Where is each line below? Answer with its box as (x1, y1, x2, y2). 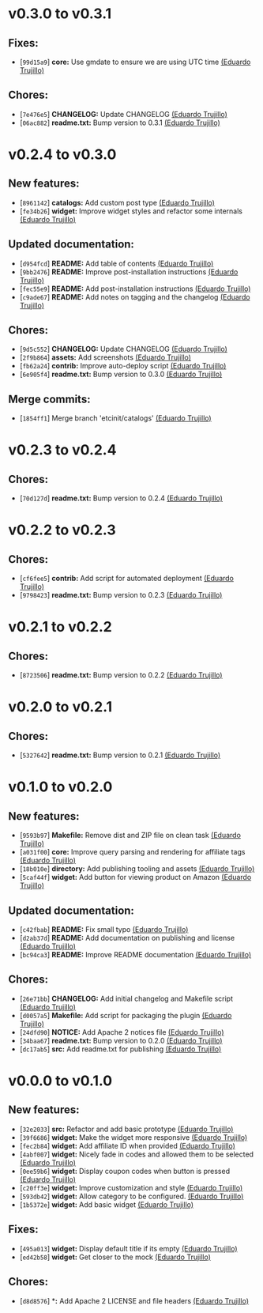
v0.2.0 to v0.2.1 (8, 698, 113, 716)
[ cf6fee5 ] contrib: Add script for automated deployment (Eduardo (19, 574, 235, 583)
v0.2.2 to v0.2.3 (8, 521, 116, 539)
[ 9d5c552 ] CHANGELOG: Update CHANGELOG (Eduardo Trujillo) (19, 345, 227, 354)
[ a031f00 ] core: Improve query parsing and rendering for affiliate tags (19, 847, 246, 857)
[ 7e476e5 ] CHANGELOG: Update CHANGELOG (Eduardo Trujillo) (19, 109, 227, 119)
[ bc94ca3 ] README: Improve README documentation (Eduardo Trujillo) (19, 950, 252, 960)
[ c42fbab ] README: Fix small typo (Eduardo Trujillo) (19, 925, 189, 934)
